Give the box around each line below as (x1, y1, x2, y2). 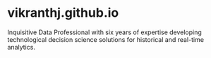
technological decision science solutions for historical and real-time (7, 35, 205, 43)
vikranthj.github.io (7, 5, 119, 21)
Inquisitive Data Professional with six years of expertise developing (7, 28, 203, 36)
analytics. (7, 43, 35, 51)
